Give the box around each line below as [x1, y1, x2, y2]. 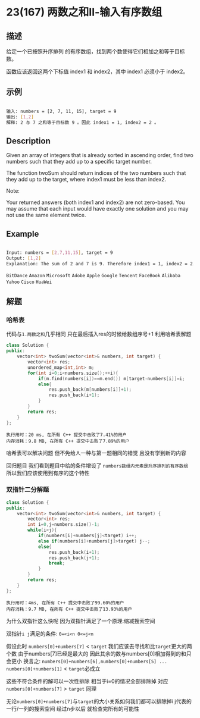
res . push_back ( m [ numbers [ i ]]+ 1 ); [48, 387, 132, 393]
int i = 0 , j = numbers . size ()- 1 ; [27, 522, 100, 528]
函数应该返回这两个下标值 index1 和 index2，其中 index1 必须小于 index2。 [6, 68, 189, 75]
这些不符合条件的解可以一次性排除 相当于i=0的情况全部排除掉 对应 [6, 678, 168, 685]
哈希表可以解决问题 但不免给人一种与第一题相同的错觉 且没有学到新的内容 [6, 449, 186, 456]
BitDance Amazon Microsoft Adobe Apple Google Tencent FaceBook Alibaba [6, 272, 181, 278]
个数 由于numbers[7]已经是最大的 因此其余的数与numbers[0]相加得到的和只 [6, 650, 192, 657]
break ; [48, 560, 65, 566]
